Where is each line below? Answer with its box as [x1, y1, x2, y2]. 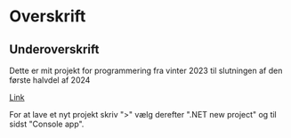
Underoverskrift [9, 42, 100, 57]
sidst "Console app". [9, 118, 85, 129]
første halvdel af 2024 [9, 75, 91, 85]
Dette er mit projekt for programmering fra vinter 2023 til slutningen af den [9, 65, 283, 76]
